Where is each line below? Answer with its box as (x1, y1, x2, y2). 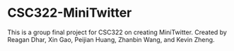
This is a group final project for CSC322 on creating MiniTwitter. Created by (7, 28, 228, 36)
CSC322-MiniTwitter (7, 5, 132, 21)
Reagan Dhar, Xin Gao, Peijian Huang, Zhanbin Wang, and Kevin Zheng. (7, 35, 215, 43)
